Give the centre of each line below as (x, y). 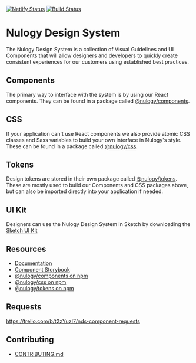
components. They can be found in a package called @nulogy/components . (98, 101)
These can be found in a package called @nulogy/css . (72, 146)
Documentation (33, 263)
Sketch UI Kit (22, 231)
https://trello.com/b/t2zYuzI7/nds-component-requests (73, 321)
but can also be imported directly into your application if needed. (85, 191)
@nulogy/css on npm (40, 282)
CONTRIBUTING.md (39, 354)
